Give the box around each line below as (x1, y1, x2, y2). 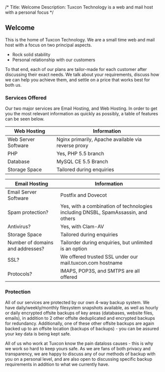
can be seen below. (5, 116, 45, 122)
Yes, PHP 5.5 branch (56, 150, 105, 157)
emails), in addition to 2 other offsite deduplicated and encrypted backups (5, 315, 155, 321)
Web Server (7, 136, 35, 143)
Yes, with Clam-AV (60, 223, 104, 230)
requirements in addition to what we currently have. (5, 362, 110, 368)
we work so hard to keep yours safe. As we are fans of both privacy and (5, 346, 151, 352)
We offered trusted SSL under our (60, 253, 138, 260)
